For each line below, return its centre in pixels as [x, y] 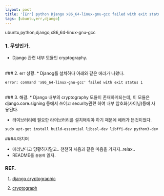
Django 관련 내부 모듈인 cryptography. [50, 58]
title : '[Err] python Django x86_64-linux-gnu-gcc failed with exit [76, 14]
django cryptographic [34, 178]
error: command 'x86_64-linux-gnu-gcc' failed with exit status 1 [74, 82]
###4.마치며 [17, 138]
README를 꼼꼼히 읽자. [34, 155]
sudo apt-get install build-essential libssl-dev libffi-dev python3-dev [82, 129]
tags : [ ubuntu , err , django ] [32, 19]
